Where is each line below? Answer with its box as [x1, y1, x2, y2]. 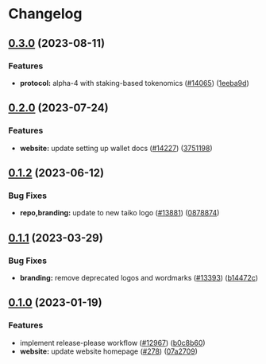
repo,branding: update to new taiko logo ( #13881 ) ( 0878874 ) [19, 208, 220, 218]
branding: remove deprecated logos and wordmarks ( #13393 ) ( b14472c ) [19, 273, 258, 282]
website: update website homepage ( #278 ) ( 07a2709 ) [19, 347, 199, 356]
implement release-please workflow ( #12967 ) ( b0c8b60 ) [19, 338, 206, 347]
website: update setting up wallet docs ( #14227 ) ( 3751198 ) [19, 143, 213, 153]
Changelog [8, 5, 83, 23]
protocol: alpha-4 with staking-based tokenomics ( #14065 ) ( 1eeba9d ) [19, 78, 249, 87]
